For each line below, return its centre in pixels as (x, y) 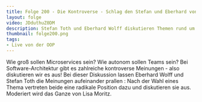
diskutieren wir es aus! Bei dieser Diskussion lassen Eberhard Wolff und (95, 75)
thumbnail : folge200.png (37, 34)
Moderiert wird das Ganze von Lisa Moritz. (59, 94)
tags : (13, 39)
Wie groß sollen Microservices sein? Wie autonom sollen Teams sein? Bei (97, 62)
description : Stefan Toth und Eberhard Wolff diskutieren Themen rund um (101, 28)
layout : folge (24, 17)
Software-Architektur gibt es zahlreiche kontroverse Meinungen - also (93, 68)
